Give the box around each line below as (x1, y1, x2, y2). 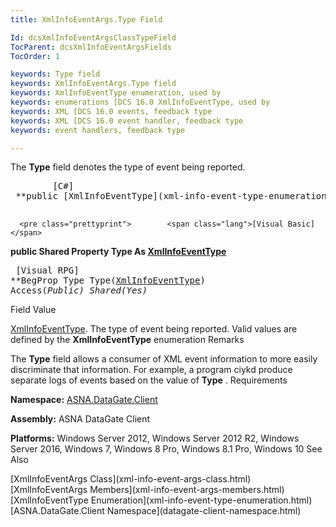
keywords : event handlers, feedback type (10, 125, 186, 135)
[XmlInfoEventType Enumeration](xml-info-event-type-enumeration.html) (10, 494, 313, 506)
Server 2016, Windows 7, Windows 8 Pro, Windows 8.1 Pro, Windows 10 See (10, 443, 323, 455)
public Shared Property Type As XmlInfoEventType (10, 246, 227, 258)
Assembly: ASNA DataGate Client (10, 413, 151, 425)
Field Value (10, 304, 57, 316)
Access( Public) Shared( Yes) (10, 285, 148, 296)
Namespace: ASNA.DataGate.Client (10, 394, 158, 406)
